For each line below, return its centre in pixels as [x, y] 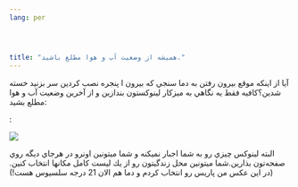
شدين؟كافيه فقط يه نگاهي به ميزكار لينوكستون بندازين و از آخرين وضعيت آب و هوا [145, 92]
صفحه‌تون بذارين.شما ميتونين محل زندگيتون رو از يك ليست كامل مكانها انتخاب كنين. [147, 163]
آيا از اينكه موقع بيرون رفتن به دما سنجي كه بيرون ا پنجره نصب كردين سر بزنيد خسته [149, 82]
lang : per [28, 17]
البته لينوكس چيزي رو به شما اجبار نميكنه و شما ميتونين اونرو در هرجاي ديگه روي [142, 153]
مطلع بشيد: [28, 102]
